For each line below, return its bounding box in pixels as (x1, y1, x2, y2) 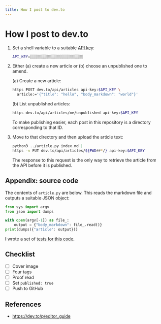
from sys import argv (5, 204, 50, 209)
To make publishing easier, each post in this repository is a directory (12, 119, 151, 126)
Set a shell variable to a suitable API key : (12, 45, 95, 51)
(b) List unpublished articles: (12, 101, 70, 107)
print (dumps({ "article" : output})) (5, 227, 78, 232)
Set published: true (12, 280, 54, 286)
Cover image (12, 263, 38, 269)
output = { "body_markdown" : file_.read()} (14, 223, 102, 227)
